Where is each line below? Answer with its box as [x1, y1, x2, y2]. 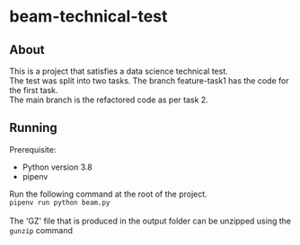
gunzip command [9, 224, 74, 235]
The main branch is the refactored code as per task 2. [9, 94, 208, 105]
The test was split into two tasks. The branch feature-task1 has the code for [9, 75, 289, 86]
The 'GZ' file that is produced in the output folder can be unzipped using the [9, 215, 292, 226]
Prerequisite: [9, 144, 57, 154]
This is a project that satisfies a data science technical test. [9, 66, 228, 76]
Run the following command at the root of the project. [9, 188, 208, 199]
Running [9, 120, 58, 136]
